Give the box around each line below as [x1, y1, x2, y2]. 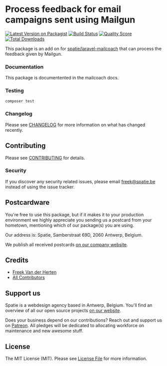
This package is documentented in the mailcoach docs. [5, 75, 119, 81]
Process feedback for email [5, 3, 121, 15]
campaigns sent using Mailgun [5, 14, 136, 25]
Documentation [5, 63, 44, 70]
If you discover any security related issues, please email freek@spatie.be [5, 178, 156, 184]
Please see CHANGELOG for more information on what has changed [5, 121, 146, 128]
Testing [5, 87, 24, 94]
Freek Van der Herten [12, 269, 57, 275]
